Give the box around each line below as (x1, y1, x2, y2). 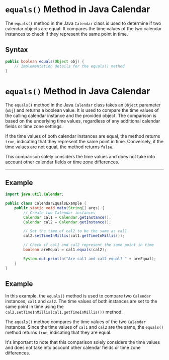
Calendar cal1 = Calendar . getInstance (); (23, 215, 112, 220)
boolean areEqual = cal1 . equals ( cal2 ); (23, 247, 107, 252)
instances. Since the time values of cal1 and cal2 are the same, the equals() (5, 324, 164, 330)
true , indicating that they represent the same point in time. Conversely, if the (5, 139, 164, 145)
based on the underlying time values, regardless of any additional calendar (5, 118, 160, 124)
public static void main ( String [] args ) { (14, 205, 105, 210)
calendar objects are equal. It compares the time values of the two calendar (5, 25, 162, 31)
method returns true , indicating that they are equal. (5, 329, 112, 336)
